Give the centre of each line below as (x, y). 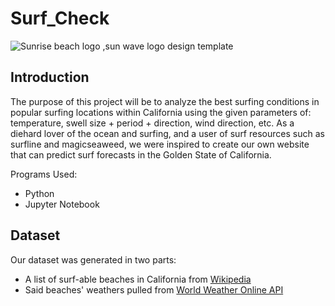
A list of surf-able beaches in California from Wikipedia (138, 279)
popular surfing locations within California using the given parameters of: (161, 112)
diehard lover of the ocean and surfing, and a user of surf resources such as (167, 133)
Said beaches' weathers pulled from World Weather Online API (154, 289)
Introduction (50, 77)
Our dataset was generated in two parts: (93, 259)
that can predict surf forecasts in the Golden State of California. (141, 154)
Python (39, 193)
